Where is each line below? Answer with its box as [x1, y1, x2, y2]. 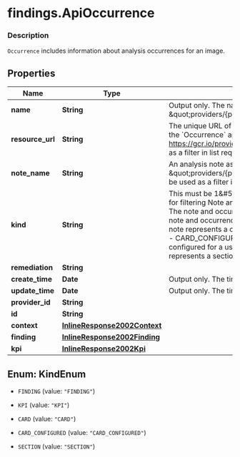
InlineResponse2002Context [61, 321, 162, 331]
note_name [11, 168, 50, 178]
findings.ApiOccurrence [7, 5, 155, 21]
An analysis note [169, 159, 224, 169]
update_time [11, 286, 55, 296]
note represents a [169, 225, 228, 235]
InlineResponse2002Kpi [61, 344, 146, 354]
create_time [11, 274, 52, 284]
